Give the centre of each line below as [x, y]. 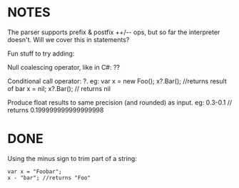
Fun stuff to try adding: [41, 53]
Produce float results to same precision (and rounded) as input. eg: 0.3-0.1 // [120, 102]
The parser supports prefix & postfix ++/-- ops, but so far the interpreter [114, 32]
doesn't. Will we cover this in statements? [68, 39]
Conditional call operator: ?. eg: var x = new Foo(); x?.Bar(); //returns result [117, 81]
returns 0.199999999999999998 [56, 110]
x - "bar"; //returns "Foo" [49, 178]
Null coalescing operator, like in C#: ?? [63, 67]
